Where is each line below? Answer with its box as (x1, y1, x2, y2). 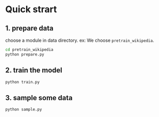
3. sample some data (5, 93, 73, 102)
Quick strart (5, 4, 57, 15)
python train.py (5, 79, 40, 84)
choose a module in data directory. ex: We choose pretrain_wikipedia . (5, 37, 154, 43)
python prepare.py (5, 52, 44, 57)
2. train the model (5, 66, 63, 75)
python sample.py (5, 107, 42, 112)
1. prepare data (5, 24, 54, 33)
